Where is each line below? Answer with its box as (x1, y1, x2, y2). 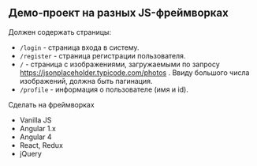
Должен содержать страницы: (8, 27, 112, 36)
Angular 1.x (19, 123, 57, 133)
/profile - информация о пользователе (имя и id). (19, 85, 189, 94)
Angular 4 (19, 132, 53, 141)
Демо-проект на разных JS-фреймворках (8, 6, 229, 20)
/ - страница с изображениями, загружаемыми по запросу (19, 59, 221, 69)
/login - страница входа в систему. (19, 43, 140, 52)
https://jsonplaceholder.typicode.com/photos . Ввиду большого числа (19, 67, 250, 77)
